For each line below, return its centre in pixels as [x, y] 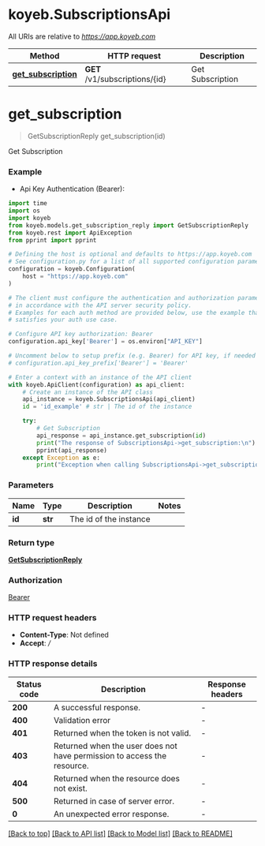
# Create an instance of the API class [88, 392]
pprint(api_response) [72, 450]
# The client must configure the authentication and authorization [121, 298]
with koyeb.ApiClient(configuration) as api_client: [97, 384]
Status [29, 684]
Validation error [82, 720]
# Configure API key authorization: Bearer [81, 334]
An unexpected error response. [112, 814]
